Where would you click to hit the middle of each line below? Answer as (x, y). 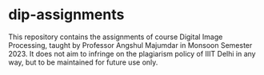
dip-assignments (66, 15)
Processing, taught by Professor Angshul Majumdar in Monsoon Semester (130, 45)
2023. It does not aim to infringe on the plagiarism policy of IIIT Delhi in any (132, 53)
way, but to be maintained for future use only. (83, 62)
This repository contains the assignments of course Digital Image (116, 37)
